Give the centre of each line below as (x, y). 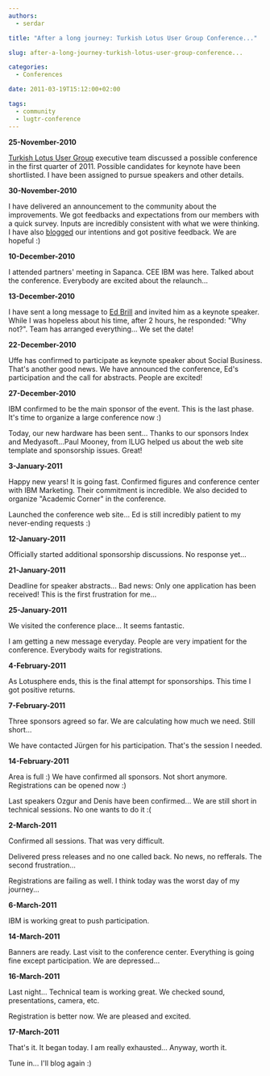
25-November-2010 (42, 141)
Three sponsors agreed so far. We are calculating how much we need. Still (132, 721)
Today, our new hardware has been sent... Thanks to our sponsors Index (129, 433)
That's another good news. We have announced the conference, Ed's (124, 369)
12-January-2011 (37, 538)
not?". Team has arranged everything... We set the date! (101, 329)
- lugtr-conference (48, 119)
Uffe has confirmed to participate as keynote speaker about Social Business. (135, 360)
